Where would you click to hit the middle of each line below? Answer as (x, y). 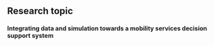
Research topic (40, 11)
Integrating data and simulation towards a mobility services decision (107, 28)
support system (30, 35)
